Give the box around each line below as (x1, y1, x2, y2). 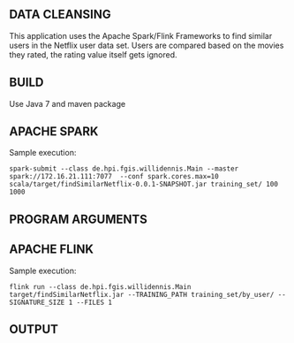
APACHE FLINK (9, 242, 94, 257)
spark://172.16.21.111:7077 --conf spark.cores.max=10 (9, 172, 219, 181)
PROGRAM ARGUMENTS (9, 211, 147, 226)
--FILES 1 (76, 298, 113, 307)
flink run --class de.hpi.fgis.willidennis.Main (9, 282, 192, 291)
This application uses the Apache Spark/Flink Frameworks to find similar (9, 30, 273, 41)
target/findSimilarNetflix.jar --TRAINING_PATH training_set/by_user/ (9, 290, 275, 299)
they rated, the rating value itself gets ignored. (9, 49, 177, 60)
